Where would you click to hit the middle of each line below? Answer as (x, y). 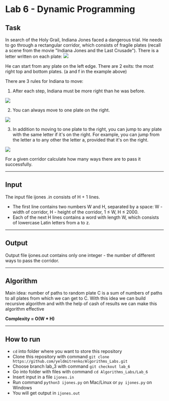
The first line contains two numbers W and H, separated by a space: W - (88, 206)
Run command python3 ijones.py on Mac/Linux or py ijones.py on (82, 382)
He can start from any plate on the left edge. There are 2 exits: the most (79, 66)
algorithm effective (25, 309)
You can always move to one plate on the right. (61, 110)
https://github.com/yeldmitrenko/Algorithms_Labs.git (70, 362)
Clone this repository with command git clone (61, 357)
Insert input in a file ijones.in (43, 377)
